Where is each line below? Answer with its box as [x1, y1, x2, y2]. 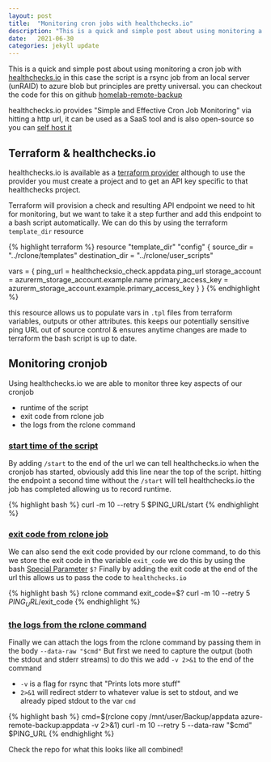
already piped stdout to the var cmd [19, 696, 136, 706]
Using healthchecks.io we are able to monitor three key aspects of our [8, 378, 243, 388]
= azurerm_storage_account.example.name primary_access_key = [8, 274, 229, 284]
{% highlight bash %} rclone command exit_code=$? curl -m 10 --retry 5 [8, 588, 251, 599]
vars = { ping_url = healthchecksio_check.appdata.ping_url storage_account [8, 266, 261, 276]
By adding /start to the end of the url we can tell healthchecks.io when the [8, 459, 260, 468]
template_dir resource [8, 226, 84, 235]
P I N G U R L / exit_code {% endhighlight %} [8, 597, 141, 609]
